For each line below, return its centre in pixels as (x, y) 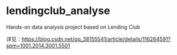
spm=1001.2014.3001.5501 (38, 46)
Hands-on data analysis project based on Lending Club (73, 27)
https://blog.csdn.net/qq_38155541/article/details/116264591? (96, 39)
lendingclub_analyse (58, 11)
